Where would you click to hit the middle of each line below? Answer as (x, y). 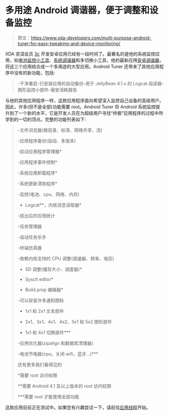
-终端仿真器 (30, 248)
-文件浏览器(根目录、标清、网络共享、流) (60, 130)
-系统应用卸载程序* (37, 173)
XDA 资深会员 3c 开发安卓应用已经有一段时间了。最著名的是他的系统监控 (80, 54)
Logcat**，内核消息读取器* (53, 205)
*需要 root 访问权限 (37, 375)
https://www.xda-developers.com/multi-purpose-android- (91, 38)
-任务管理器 (30, 226)
